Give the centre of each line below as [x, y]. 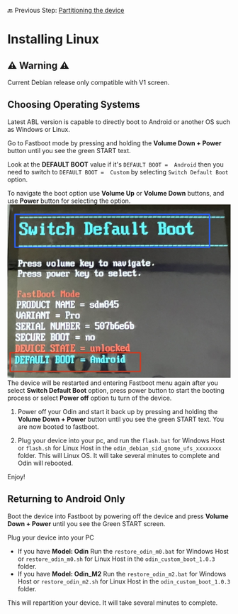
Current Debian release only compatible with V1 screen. [89, 82]
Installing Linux [53, 39]
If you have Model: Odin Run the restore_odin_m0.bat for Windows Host [123, 551]
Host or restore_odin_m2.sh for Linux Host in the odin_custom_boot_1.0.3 [124, 581]
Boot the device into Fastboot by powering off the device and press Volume [118, 516]
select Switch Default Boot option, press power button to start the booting [116, 391]
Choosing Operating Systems [74, 105]
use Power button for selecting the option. [69, 201]
